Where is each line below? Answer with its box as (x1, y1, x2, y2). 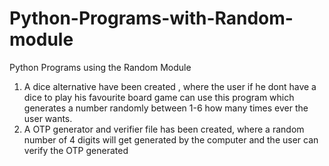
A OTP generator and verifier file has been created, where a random (23, 123, 305, 135)
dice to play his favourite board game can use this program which (23, 91, 295, 103)
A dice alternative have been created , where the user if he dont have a (23, 80, 317, 92)
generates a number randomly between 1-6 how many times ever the (23, 102, 309, 114)
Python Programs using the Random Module (9, 61, 192, 73)
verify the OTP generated (23, 144, 129, 156)
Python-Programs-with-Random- (9, 7, 294, 30)
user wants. (23, 112, 73, 124)
